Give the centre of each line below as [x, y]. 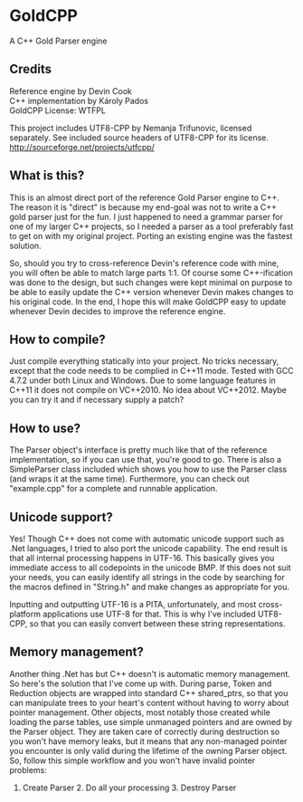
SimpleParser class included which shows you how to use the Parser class [148, 469]
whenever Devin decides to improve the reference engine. [118, 311]
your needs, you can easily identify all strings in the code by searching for [147, 577]
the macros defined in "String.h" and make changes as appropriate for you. [149, 587]
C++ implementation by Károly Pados [79, 100]
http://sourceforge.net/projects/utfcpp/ [82, 147]
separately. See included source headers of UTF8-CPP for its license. [139, 138]
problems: [28, 769]
